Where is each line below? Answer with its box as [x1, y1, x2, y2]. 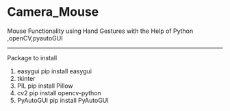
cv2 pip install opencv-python [16, 88, 101, 97]
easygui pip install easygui [16, 66, 92, 75]
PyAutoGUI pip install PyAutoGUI [16, 96, 110, 104]
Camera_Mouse [7, 4, 99, 20]
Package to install [7, 53, 57, 62]
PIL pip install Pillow [16, 82, 73, 90]
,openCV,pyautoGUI [7, 34, 63, 42]
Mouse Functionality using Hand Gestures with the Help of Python [7, 27, 194, 35]
